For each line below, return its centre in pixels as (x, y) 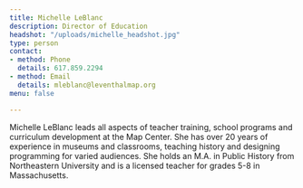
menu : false (32, 93)
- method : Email (40, 77)
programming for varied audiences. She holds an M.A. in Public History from (152, 155)
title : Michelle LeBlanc (56, 18)
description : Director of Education (78, 26)
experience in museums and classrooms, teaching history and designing (145, 146)
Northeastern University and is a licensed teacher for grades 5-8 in (135, 165)
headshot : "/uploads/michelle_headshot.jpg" (95, 34)
